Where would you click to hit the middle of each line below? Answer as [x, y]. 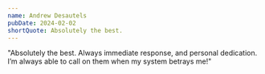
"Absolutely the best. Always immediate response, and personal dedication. [132, 53]
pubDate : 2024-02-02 [42, 23]
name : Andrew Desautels [47, 16]
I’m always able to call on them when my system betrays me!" [110, 61]
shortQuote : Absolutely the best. [65, 30]
